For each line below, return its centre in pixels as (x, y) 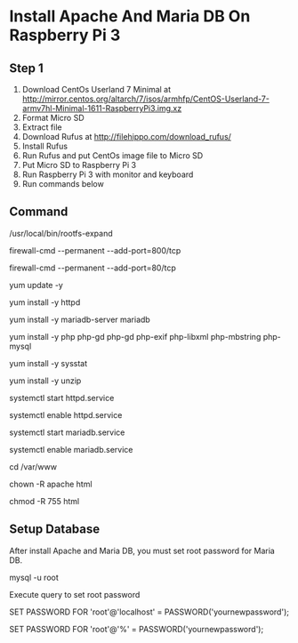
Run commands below (63, 184)
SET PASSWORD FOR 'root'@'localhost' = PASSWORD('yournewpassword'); (149, 612)
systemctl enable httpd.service (66, 414)
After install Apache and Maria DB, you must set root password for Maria (142, 551)
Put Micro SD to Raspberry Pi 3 (79, 165)
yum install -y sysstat (48, 363)
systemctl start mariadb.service (67, 432)
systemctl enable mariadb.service (71, 449)
